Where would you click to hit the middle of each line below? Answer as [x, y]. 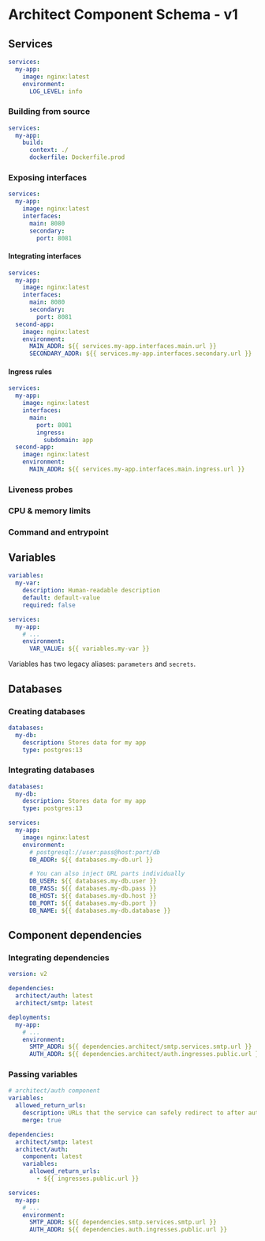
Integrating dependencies [59, 957]
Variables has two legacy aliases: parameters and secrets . [102, 664]
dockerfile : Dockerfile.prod [77, 157]
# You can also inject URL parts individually [107, 874]
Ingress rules [30, 371]
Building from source [49, 112]
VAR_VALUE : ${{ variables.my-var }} [89, 649]
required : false [49, 605]
